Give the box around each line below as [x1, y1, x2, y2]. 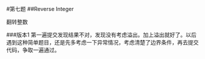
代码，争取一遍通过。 [6, 46, 60, 54]
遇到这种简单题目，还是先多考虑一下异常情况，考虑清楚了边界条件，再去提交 [6, 39, 199, 46]
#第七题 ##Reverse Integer [6, 5, 74, 12]
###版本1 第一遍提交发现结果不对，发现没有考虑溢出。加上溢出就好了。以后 [6, 31, 197, 38]
